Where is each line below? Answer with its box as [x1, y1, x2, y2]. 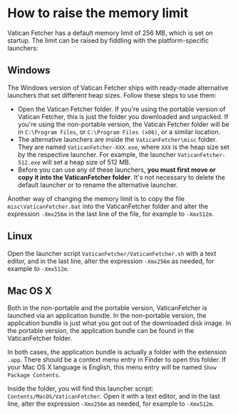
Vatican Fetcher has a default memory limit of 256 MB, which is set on [7, 29, 214, 37]
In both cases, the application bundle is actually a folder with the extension [7, 348, 227, 357]
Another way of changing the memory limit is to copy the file [7, 194, 185, 203]
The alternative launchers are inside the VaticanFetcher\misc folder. [17, 135, 217, 143]
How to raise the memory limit [7, 5, 189, 21]
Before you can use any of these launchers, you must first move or [17, 165, 216, 174]
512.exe [17, 159, 41, 166]
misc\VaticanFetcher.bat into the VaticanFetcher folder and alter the [7, 202, 209, 210]
